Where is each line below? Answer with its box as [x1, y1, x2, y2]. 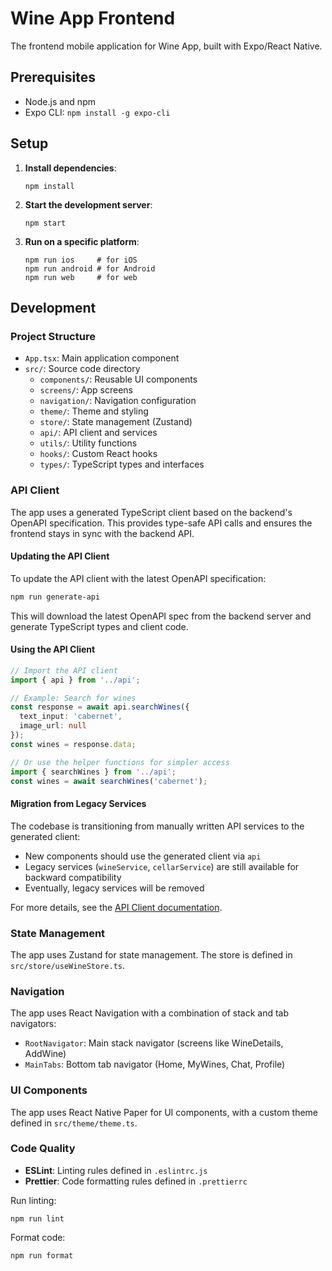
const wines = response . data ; [10, 739, 137, 749]
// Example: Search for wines [10, 693, 137, 703]
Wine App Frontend [10, 7, 176, 30]
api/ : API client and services [39, 427, 158, 439]
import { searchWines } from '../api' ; [10, 767, 177, 777]
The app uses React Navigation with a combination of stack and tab [10, 1007, 290, 1019]
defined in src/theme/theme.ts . [10, 1117, 138, 1129]
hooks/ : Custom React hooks [39, 448, 158, 460]
